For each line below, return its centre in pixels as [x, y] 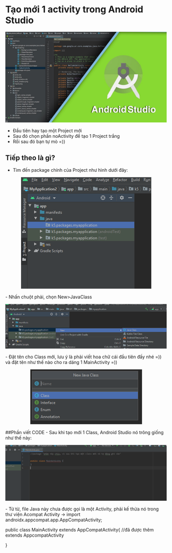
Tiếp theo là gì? [30, 158]
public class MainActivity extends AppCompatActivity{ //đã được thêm [80, 529]
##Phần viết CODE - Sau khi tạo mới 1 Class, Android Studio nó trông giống [84, 432]
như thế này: [18, 438]
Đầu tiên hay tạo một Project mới [47, 131]
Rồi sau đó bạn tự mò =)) [39, 141]
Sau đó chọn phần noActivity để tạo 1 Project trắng [66, 136]
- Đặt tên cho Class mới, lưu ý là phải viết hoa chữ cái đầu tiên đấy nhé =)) [83, 357]
